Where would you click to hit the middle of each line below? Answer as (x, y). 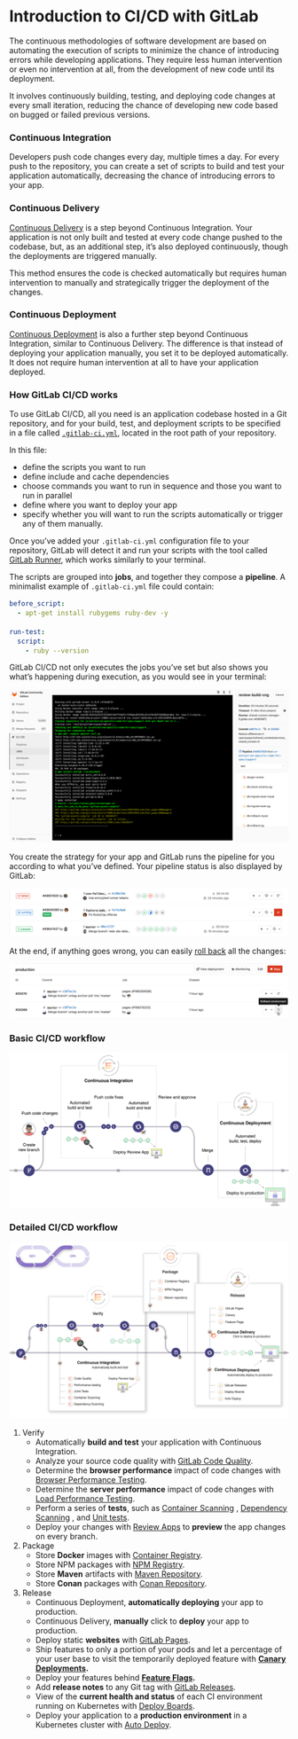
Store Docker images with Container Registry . (119, 1555)
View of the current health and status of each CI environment (149, 1696)
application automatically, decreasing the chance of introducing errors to (142, 176)
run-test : (27, 631)
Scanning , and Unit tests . (82, 1517)
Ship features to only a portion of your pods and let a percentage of (158, 1649)
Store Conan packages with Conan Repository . (121, 1583)
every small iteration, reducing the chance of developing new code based (144, 105)
